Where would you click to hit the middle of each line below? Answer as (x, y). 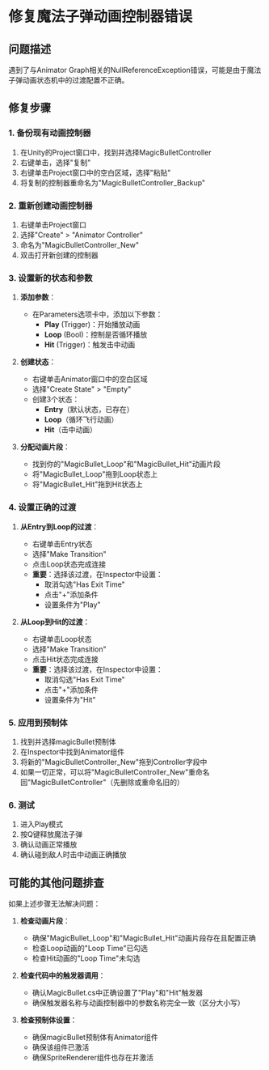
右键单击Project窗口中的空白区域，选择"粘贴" (95, 172)
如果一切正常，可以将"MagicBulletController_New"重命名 (115, 772)
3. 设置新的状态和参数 (50, 278)
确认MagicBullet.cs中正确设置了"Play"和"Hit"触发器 (118, 992)
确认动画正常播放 (48, 845)
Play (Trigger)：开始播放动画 (92, 325)
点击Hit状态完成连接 (65, 659)
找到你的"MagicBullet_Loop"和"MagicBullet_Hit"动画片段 (126, 464)
